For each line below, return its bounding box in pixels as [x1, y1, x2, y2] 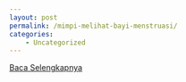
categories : [9, 29, 54, 38]
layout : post [9, 12, 58, 22]
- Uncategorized [25, 37, 87, 47]
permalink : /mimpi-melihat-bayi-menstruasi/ [9, 21, 178, 30]
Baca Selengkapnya [9, 62, 83, 73]
